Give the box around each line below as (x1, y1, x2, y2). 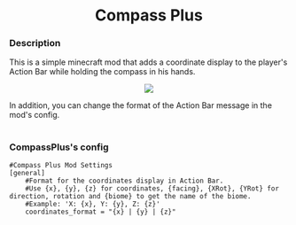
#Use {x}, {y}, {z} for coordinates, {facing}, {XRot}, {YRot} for (25, 184, 279, 193)
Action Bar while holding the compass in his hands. (9, 66, 196, 77)
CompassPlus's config (9, 141, 109, 153)
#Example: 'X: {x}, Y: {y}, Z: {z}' (25, 200, 161, 209)
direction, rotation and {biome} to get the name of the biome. (9, 192, 252, 201)
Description (9, 37, 61, 50)
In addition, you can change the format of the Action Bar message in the (9, 100, 273, 111)
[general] (9, 169, 46, 178)
